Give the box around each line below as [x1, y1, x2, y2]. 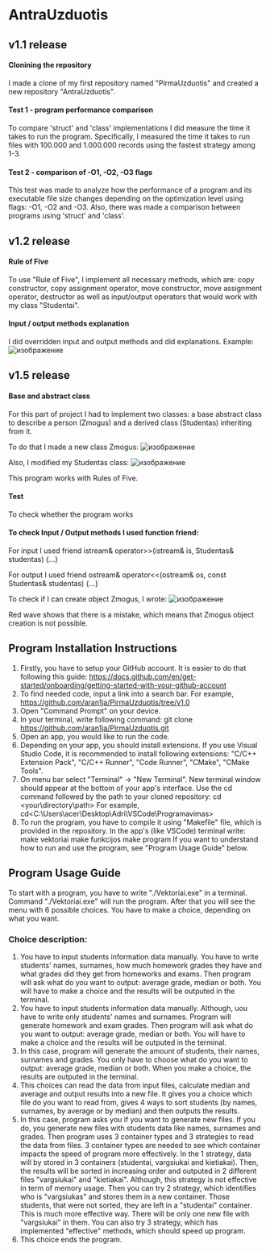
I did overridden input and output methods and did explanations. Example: [8, 336, 254, 346]
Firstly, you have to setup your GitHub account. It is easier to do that [19, 663, 247, 672]
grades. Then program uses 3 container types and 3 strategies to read [19, 1131, 254, 1142]
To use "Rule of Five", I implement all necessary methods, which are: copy [8, 274, 255, 284]
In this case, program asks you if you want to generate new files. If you [19, 1114, 255, 1124]
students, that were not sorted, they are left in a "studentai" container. [19, 1200, 252, 1210]
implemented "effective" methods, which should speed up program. [19, 1225, 246, 1235]
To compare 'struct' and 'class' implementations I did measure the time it [8, 123, 251, 132]
